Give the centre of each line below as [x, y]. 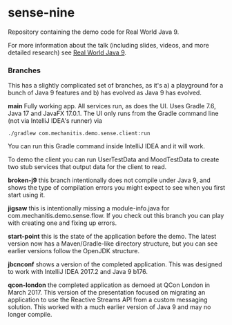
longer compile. [30, 315]
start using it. [27, 195]
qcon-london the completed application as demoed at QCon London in [109, 285]
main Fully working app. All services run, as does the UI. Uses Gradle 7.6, [112, 106]
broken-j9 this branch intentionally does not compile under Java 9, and [109, 180]
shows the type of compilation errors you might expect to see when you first [117, 188]
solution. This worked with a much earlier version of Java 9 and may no [109, 307]
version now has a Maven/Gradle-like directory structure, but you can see [113, 244]
